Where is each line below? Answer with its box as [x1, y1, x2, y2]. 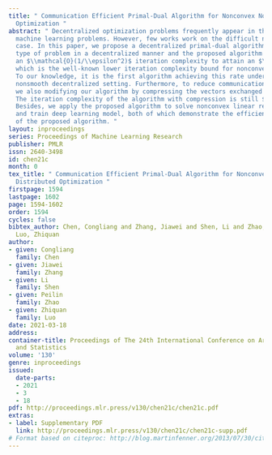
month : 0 [8, 163, 38, 171]
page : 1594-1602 [8, 200, 63, 208]
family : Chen [15, 253, 60, 261]
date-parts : [15, 374, 57, 382]
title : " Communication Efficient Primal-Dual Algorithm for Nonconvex [8, 11, 255, 20]
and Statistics [15, 344, 67, 352]
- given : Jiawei [8, 260, 63, 268]
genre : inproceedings [8, 358, 82, 367]
